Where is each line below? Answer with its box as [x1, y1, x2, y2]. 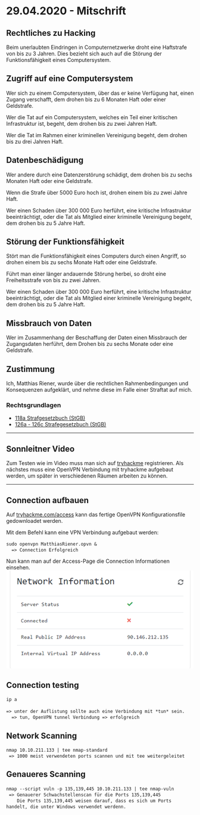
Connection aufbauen [6, 495, 89, 505]
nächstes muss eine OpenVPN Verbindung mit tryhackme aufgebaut [6, 466, 174, 473]
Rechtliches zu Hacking [6, 28, 96, 38]
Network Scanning [6, 730, 77, 740]
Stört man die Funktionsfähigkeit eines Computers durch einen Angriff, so [6, 252, 186, 260]
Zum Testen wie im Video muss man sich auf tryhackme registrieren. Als [6, 460, 184, 467]
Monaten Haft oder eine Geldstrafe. [6, 177, 93, 184]
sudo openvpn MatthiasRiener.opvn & [6, 541, 97, 547]
